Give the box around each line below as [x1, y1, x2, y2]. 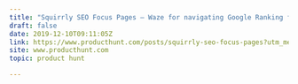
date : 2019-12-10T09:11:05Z [9, 29, 114, 38]
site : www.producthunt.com [9, 46, 109, 55]
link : [9, 37, 29, 47]
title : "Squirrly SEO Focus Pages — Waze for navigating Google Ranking [9, 12, 284, 22]
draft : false [9, 21, 58, 30]
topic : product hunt [9, 54, 86, 63]
